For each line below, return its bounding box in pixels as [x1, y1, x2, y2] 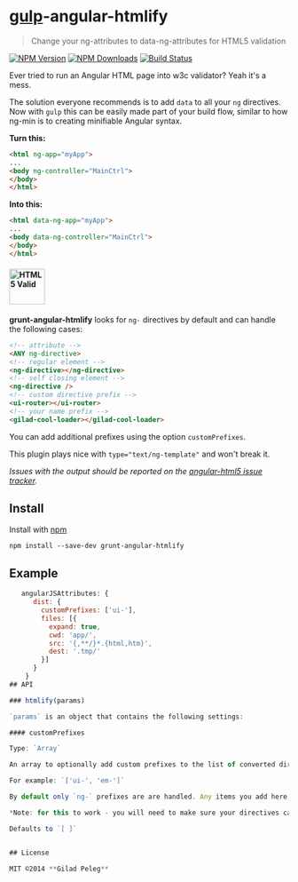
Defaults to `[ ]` [9, 824, 77, 833]
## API [9, 679, 34, 689]
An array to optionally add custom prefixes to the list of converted [9, 760, 276, 769]
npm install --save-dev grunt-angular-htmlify [9, 542, 184, 551]
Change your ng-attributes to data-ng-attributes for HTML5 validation [30, 36, 286, 46]
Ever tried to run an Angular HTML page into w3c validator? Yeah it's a [9, 69, 267, 81]
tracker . [9, 475, 38, 486]
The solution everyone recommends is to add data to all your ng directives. [9, 96, 281, 107]
